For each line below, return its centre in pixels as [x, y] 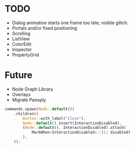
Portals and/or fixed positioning [44, 28]
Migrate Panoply [29, 100]
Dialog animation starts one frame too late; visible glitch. [70, 23]
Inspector [22, 49]
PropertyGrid [25, 55]
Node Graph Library [33, 89]
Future [19, 75]
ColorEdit [22, 44]
